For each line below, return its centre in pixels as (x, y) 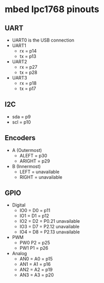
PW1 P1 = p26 (34, 248)
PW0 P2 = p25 (35, 243)
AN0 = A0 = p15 (36, 259)
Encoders (20, 138)
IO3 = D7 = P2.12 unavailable (49, 227)
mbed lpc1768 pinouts (52, 9)
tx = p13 (28, 56)
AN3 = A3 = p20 (37, 275)
